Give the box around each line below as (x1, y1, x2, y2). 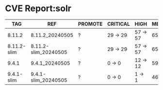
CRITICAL (107, 20, 130, 27)
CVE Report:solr (5, 3, 72, 14)
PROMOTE (78, 20, 103, 27)
